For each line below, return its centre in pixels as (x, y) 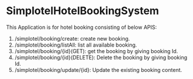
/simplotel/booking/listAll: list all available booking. (76, 45)
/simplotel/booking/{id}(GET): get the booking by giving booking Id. (96, 51)
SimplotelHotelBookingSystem (83, 11)
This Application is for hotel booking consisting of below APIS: (81, 27)
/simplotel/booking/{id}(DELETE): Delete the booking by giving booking (101, 57)
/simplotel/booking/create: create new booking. (72, 38)
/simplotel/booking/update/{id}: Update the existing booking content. (98, 70)
